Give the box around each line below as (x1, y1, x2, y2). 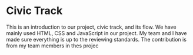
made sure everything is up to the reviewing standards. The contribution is (6, 36, 187, 43)
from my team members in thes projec (6, 42, 99, 49)
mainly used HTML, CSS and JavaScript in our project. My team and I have (6, 29, 187, 36)
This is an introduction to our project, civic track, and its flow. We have (6, 23, 177, 30)
